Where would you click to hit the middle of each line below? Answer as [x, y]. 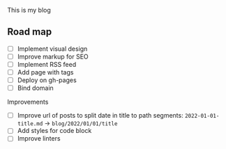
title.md [30, 124]
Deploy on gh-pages [47, 80]
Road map [30, 32]
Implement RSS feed [47, 64]
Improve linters [39, 139]
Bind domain [35, 88]
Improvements [28, 102]
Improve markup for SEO [53, 56]
